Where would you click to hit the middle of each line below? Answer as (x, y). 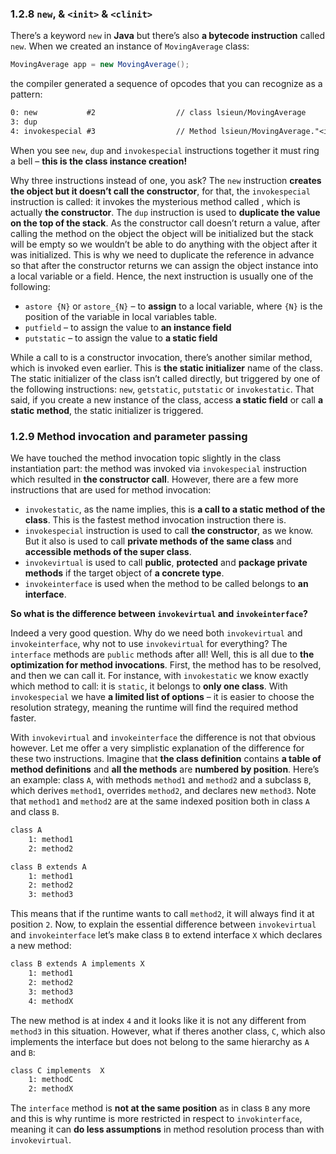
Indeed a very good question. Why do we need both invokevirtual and (156, 633)
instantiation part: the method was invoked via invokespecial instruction (159, 469)
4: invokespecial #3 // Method (113, 131)
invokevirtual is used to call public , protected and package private (166, 563)
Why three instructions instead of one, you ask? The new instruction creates (166, 180)
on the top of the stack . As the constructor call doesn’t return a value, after (165, 223)
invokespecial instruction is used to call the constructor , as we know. (169, 531)
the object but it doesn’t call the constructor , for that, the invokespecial (160, 191)
